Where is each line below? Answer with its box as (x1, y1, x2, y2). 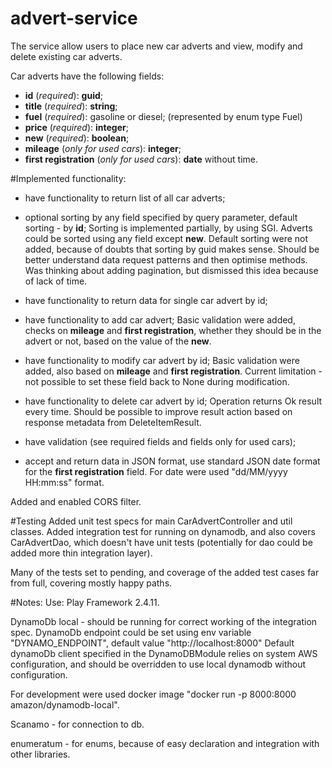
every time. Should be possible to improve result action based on (24, 405, 293, 417)
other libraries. (10, 748, 71, 760)
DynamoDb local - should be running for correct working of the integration (10, 615, 318, 627)
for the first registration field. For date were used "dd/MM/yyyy (24, 465, 288, 477)
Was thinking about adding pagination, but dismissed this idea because (24, 264, 319, 276)
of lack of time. (24, 275, 88, 287)
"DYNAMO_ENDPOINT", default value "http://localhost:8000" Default (10, 637, 295, 649)
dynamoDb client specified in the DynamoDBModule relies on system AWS (10, 647, 318, 659)
